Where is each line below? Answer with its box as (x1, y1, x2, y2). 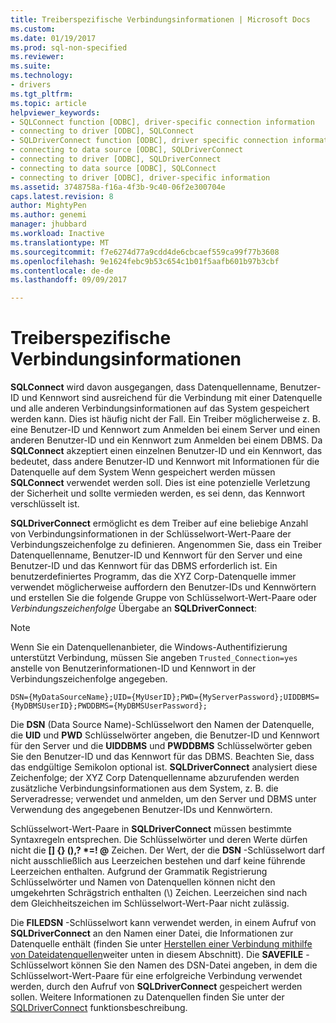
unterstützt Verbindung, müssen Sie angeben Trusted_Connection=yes (10, 652, 298, 664)
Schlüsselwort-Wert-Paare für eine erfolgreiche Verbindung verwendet (10, 970, 303, 982)
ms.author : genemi (10, 210, 87, 220)
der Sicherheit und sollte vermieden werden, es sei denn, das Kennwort (10, 487, 305, 500)
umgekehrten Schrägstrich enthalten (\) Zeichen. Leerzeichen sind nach (10, 887, 308, 899)
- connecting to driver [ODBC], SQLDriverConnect (10, 154, 222, 164)
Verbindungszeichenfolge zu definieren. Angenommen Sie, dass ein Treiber (10, 539, 322, 551)
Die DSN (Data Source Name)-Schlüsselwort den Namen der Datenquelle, (10, 719, 315, 731)
